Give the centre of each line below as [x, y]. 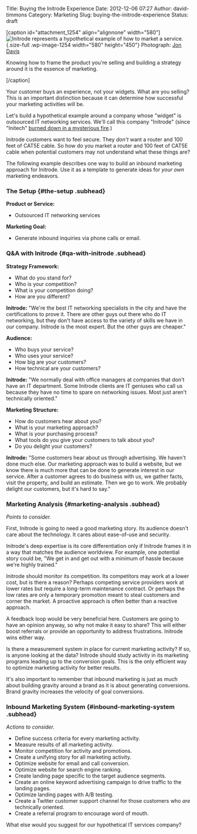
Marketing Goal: [26, 227]
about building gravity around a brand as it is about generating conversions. [98, 685]
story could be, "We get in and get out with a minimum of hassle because [95, 558]
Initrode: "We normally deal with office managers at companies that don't [95, 380]
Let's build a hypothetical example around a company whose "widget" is [94, 115]
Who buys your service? [44, 349]
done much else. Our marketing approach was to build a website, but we [94, 464]
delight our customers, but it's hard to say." [58, 489]
